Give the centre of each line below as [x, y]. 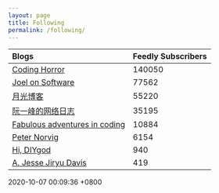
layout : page [29, 15]
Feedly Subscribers [170, 56]
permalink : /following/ [47, 30]
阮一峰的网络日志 [44, 111]
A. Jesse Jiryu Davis [50, 163]
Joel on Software [43, 82]
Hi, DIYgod [32, 150]
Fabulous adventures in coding [69, 125]
